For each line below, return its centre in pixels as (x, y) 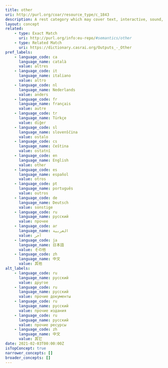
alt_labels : (18, 268)
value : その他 (32, 250)
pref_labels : (19, 52)
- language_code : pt (36, 184)
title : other (19, 10)
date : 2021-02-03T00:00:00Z (35, 344)
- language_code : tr (36, 113)
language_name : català (42, 62)
